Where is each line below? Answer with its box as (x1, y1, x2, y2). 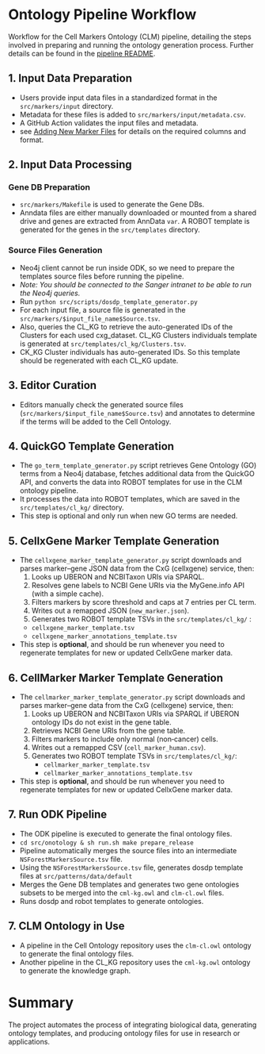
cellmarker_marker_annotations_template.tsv (43, 769, 193, 777)
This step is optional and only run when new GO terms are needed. (19, 511, 238, 521)
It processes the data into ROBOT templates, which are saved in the (19, 494, 240, 504)
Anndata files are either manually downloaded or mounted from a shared (19, 208, 257, 217)
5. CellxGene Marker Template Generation (8, 534, 220, 548)
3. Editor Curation (8, 379, 97, 392)
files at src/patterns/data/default (19, 871, 133, 880)
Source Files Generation (8, 244, 103, 256)
